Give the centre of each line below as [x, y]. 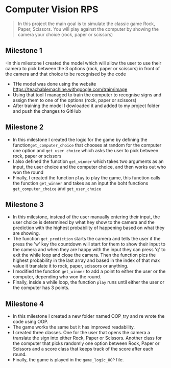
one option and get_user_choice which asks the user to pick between [86, 150]
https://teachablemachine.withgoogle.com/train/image [70, 89]
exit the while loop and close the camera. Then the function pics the [84, 255]
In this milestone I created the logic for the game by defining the [80, 139]
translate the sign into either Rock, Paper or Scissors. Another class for [87, 338]
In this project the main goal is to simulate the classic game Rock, [87, 24]
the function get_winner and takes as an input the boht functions [80, 183]
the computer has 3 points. [41, 288]
